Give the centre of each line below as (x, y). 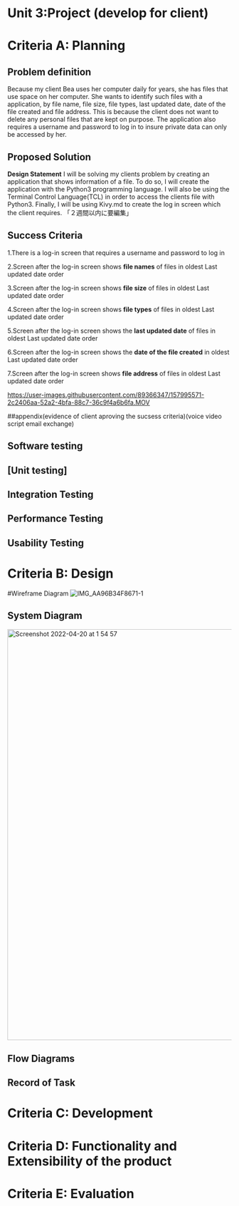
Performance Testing (55, 519)
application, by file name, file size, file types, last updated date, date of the (117, 104)
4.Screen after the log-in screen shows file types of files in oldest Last (111, 309)
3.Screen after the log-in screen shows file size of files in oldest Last (108, 288)
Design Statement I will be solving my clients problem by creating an (108, 174)
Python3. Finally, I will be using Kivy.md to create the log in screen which (114, 204)
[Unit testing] (37, 471)
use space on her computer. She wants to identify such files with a (105, 97)
